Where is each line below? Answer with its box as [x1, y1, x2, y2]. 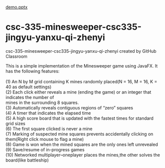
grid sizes [5, 120, 26, 126]
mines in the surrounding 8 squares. [5, 100, 79, 105]
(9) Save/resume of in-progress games [5, 146, 85, 152]
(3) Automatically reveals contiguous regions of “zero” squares [5, 104, 133, 110]
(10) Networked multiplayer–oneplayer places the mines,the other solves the [5, 152, 161, 158]
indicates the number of [5, 94, 54, 100]
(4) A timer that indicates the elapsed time [5, 110, 91, 116]
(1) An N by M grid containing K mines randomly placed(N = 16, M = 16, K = [5, 78, 157, 84]
